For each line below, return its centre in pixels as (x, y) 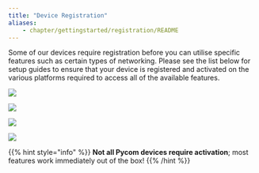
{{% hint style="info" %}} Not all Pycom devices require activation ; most (128, 152)
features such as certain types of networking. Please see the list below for (129, 61)
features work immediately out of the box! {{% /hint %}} (99, 161)
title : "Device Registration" (58, 15)
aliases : (23, 23)
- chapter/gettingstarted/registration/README (101, 30)
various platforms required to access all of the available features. (114, 78)
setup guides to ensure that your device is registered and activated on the (129, 70)
